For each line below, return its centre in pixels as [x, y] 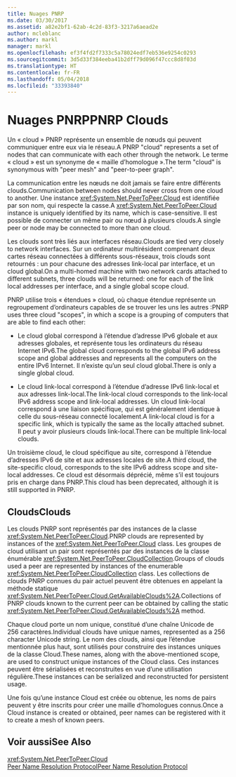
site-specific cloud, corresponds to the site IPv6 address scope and [105, 467]
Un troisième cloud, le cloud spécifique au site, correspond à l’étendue [110, 453]
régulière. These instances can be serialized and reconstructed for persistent [118, 677]
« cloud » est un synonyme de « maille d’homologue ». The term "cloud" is [114, 162]
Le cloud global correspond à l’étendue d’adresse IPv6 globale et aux [117, 336]
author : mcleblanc [34, 33]
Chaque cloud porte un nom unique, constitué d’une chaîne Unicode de [111, 624]
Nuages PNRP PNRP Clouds [88, 120]
